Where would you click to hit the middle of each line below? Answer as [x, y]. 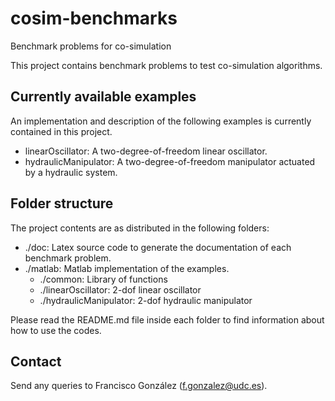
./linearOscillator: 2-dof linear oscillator [120, 289]
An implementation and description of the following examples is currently [161, 121]
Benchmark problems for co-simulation [91, 46]
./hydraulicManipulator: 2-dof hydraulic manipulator [146, 300]
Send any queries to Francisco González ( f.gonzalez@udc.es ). [139, 386]
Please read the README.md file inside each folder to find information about [167, 319]
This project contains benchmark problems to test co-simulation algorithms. [166, 65]
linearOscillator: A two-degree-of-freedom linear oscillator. [146, 151]
